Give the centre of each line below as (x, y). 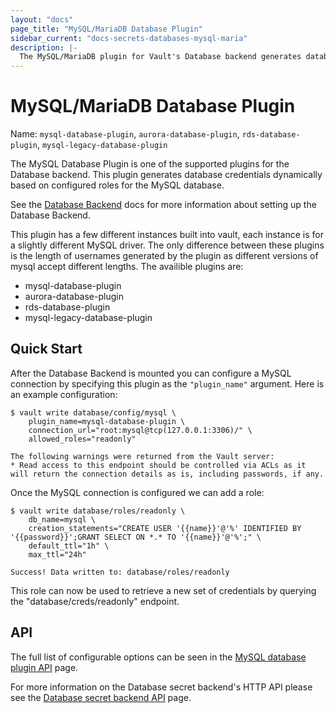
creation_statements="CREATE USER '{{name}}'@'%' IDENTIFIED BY (165, 528)
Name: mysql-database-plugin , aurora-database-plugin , (125, 134)
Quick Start (46, 349)
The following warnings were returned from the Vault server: (142, 456)
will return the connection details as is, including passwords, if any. (167, 474)
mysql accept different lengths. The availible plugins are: (127, 267)
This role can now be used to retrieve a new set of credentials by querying (163, 590)
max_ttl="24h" (57, 554)
